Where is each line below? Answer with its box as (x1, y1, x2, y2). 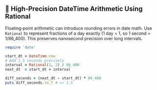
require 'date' (5, 45, 36, 50)
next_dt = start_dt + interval (5, 67, 71, 72)
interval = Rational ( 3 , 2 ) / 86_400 (5, 62, 79, 68)
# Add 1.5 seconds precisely (5, 58, 64, 63)
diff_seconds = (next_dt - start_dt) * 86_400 (5, 76, 101, 81)
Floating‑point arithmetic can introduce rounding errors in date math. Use (5, 25, 152, 31)
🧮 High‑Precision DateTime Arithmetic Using (5, 5, 143, 13)
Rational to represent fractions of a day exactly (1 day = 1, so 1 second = (5, 30, 151, 36)
